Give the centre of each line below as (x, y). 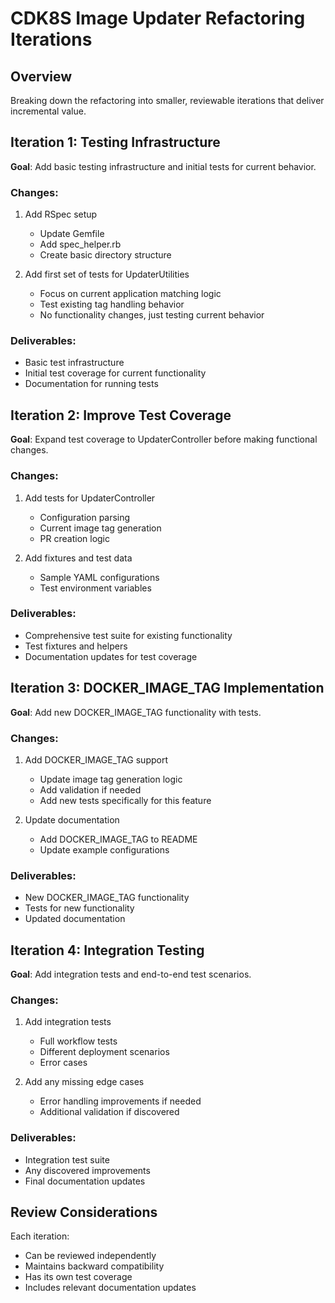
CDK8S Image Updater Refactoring (158, 18)
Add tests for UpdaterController (90, 498)
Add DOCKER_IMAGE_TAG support (96, 759)
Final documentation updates (85, 1181)
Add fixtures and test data (78, 558)
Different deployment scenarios (104, 1052)
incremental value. (48, 111)
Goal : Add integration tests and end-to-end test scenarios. (131, 974)
